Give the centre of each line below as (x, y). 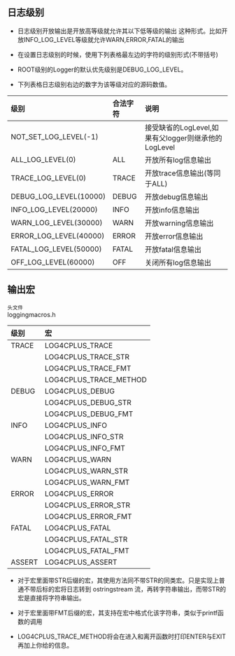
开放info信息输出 (172, 210)
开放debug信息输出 (176, 196)
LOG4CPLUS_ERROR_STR (87, 505)
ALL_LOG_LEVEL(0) (43, 159)
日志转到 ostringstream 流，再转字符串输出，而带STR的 (146, 589)
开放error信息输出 (174, 236)
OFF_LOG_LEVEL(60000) (53, 262)
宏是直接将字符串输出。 (51, 598)
